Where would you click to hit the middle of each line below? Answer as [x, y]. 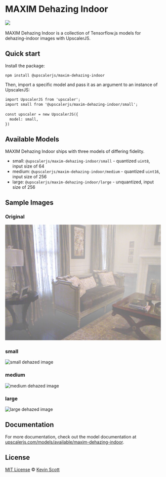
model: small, [24, 119]
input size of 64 [28, 166]
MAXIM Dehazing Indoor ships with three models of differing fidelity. [75, 151]
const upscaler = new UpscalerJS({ [42, 114]
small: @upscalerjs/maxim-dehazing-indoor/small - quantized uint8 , [81, 161]
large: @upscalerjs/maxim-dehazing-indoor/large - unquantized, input [83, 182]
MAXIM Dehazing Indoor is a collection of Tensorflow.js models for [73, 33]
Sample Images [29, 202]
